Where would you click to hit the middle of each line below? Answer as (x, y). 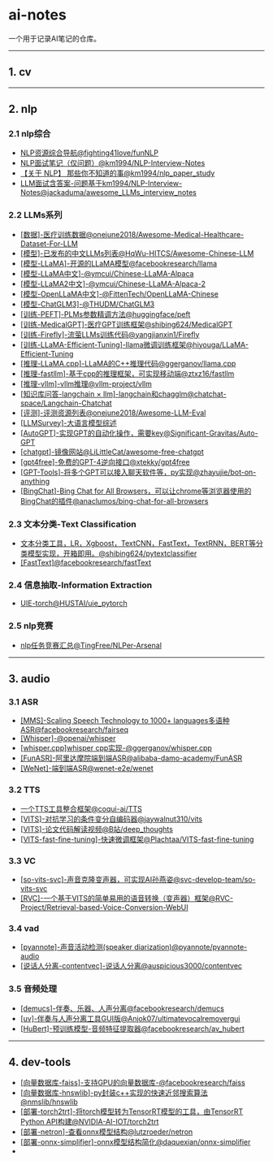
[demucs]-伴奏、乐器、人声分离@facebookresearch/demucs (122, 1008)
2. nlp (23, 109)
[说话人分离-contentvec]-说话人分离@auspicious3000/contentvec (131, 966)
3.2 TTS (24, 790)
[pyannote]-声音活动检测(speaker (76, 947)
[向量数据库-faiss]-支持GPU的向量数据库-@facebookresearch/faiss (132, 1083)
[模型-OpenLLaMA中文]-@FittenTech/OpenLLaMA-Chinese (119, 293)
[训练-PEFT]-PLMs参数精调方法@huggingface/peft (105, 314)
